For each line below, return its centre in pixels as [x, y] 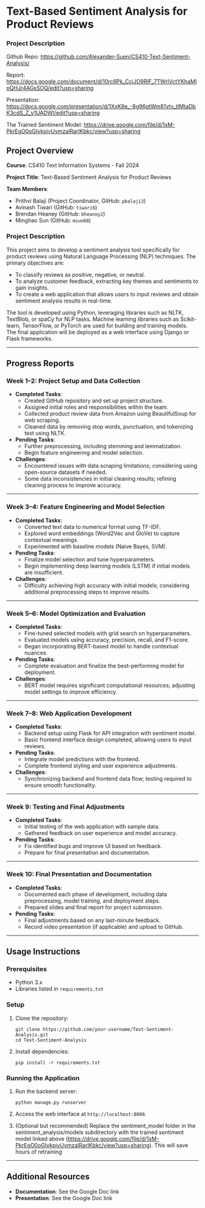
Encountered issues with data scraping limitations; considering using [111, 466]
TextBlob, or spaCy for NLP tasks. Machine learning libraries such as [92, 319]
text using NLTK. [45, 433]
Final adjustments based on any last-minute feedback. [92, 920]
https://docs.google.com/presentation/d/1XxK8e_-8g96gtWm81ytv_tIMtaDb [101, 107]
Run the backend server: [46, 1092]
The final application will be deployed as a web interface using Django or [98, 332]
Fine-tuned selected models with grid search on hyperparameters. [108, 633]
